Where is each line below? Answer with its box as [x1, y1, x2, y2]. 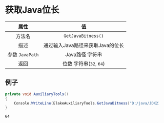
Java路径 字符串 [65, 51, 102, 58]
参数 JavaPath [7, 51, 39, 58]
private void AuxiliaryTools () [5, 91, 69, 97]
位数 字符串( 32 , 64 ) [62, 60, 105, 67]
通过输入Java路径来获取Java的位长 [43, 42, 124, 49]
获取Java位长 [5, 4, 60, 16]
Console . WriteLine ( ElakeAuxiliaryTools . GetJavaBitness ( [14, 101, 130, 105]
